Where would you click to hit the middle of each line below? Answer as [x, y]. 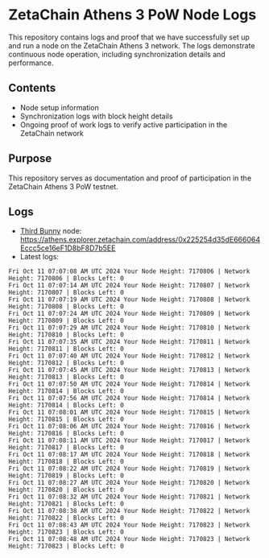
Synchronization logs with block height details [96, 116]
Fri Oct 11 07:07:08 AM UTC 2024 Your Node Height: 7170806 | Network [129, 271]
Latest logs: [39, 257]
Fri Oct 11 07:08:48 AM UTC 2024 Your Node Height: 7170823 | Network [129, 539]
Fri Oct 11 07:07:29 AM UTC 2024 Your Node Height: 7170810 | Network [129, 328]
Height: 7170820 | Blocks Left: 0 [66, 490]
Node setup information [59, 107]
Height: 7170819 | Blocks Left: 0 [66, 476]
